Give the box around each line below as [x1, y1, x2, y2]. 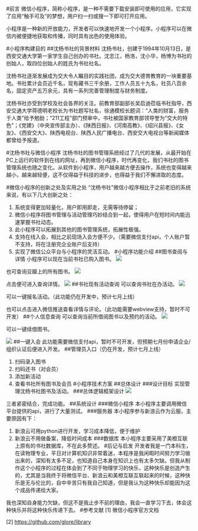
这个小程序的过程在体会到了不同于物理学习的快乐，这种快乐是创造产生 [19, 464, 190, 471]
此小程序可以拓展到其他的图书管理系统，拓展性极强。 [14, 226, 144, 233]
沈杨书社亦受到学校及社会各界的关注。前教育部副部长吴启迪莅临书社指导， [6, 100, 187, 106]
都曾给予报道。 [6, 136, 42, 144]
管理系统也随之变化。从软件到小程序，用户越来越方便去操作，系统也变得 [6, 164, 181, 171]
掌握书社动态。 [19, 219, 57, 226]
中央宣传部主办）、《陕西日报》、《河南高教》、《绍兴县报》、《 [39, 122, 179, 129]
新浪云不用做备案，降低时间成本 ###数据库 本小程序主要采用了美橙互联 [14, 435, 188, 442]
